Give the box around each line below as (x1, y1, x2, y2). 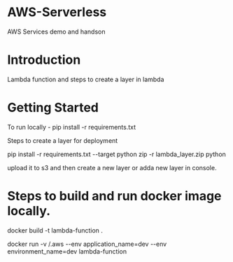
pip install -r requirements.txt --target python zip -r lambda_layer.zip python (7, 150, 226, 158)
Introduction (7, 52, 81, 68)
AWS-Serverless (7, 4, 107, 20)
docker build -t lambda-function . (7, 226, 104, 235)
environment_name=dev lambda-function (7, 247, 127, 256)
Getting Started (7, 99, 99, 116)
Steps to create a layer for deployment (7, 136, 118, 144)
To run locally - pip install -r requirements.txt (7, 123, 136, 131)
